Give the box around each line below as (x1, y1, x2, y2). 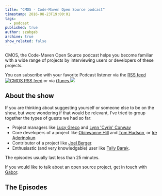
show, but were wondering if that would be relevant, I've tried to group (5, 110, 146, 116)
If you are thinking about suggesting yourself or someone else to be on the (5, 105, 154, 110)
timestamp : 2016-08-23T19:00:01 (5, 12, 70, 17)
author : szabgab (5, 30, 38, 35)
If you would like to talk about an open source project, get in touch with (5, 164, 147, 170)
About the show (5, 92, 54, 100)
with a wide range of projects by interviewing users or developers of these (5, 57, 154, 63)
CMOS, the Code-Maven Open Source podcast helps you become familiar (5, 52, 153, 58)
